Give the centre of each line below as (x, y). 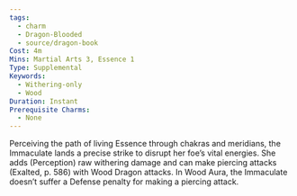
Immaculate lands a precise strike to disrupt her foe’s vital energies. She (143, 153)
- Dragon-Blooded (50, 34)
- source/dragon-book (58, 43)
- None (30, 118)
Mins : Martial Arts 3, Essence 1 (72, 59)
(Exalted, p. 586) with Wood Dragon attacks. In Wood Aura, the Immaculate (148, 173)
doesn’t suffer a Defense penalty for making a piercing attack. (124, 182)
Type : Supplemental (46, 68)
